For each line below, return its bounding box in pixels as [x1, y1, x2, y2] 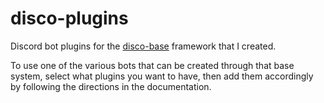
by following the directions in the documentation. [10, 80, 212, 92]
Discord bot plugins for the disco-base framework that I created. [10, 40, 277, 52]
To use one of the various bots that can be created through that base [10, 59, 295, 71]
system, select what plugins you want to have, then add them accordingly [10, 70, 314, 82]
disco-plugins [10, 7, 129, 30]
